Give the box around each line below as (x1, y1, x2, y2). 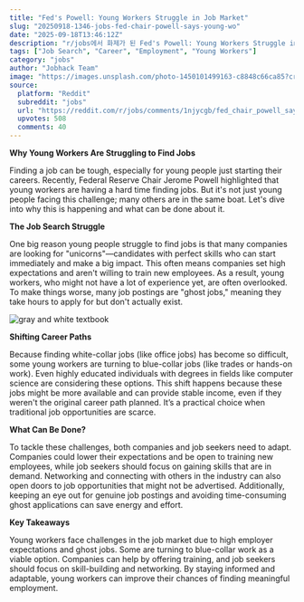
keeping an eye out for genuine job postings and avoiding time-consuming (9, 490, 287, 501)
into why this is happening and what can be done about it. (9, 204, 225, 214)
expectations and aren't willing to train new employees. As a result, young (9, 268, 285, 278)
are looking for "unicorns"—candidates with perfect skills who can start (9, 248, 276, 259)
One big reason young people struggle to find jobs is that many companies (9, 239, 288, 249)
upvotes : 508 (17, 114, 67, 123)
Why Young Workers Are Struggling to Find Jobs (9, 148, 196, 158)
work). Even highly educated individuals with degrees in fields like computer (9, 368, 294, 378)
